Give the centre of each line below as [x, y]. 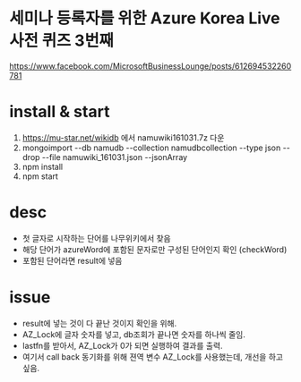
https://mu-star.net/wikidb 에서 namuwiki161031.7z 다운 [123, 137]
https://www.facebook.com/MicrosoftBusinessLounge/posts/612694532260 [150, 66]
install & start [60, 112]
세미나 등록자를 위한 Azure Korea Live [145, 18]
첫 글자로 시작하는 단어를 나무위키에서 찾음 [97, 238]
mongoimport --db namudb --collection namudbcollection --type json [151, 148]
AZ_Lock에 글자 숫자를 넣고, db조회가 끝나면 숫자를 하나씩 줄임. [134, 334]
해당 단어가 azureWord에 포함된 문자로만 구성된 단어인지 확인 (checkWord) [155, 249]
